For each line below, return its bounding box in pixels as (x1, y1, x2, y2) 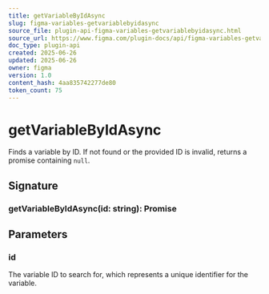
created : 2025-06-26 (8, 49, 78, 57)
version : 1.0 (8, 71, 52, 79)
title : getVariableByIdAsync (8, 11, 106, 20)
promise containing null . (8, 155, 90, 165)
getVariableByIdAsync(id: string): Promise (8, 203, 178, 214)
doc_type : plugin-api (8, 42, 81, 50)
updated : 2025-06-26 (8, 57, 78, 65)
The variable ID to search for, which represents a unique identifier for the (8, 270, 249, 280)
